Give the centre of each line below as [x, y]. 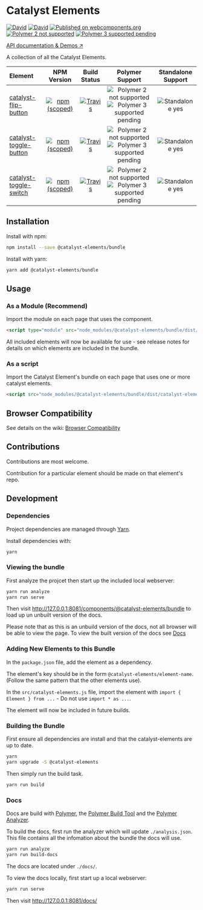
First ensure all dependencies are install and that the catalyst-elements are [99, 739]
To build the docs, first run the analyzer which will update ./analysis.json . [99, 831]
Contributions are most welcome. [48, 461]
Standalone [176, 72]
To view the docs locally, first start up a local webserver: [76, 878]
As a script [22, 363]
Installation [28, 222]
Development [32, 499]
